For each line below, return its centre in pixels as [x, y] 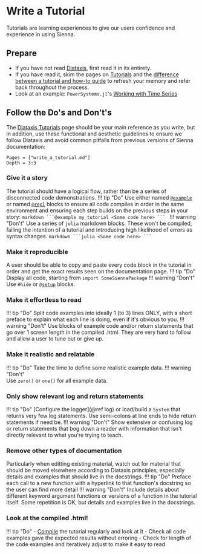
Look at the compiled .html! [47, 518]
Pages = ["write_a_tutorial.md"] [48, 158]
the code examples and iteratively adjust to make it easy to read [86, 544]
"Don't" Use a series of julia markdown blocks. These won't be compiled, [99, 223]
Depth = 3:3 [21, 163]
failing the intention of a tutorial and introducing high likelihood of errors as [99, 230]
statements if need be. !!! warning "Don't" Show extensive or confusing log [99, 422]
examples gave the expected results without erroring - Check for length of [99, 538]
